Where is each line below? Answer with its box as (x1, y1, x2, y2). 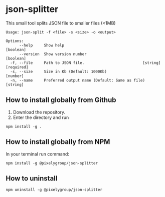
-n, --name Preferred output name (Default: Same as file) (10, 77, 145, 83)
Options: (6, 38, 24, 43)
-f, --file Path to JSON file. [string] (10, 60, 161, 65)
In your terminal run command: (6, 151, 70, 157)
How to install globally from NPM (6, 137, 110, 146)
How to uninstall (6, 174, 58, 182)
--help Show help (19, 42, 65, 48)
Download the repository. (13, 109, 66, 115)
